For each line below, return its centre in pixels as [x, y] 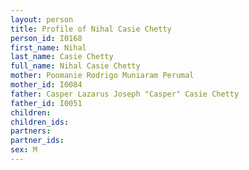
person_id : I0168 [46, 38]
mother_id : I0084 [46, 85]
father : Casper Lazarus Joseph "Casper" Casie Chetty [125, 94]
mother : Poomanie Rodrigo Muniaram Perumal [102, 76]
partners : [31, 131]
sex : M [24, 150]
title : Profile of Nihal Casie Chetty [91, 29]
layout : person [42, 19]
